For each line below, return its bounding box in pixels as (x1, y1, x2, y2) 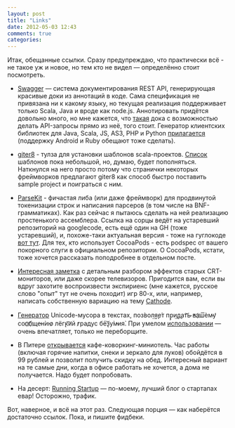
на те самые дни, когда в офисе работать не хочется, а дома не (17, 363, 210, 372)
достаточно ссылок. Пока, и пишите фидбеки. (7, 413, 145, 422)
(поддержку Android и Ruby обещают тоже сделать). (17, 136, 176, 145)
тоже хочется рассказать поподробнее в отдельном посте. (17, 254, 196, 262)
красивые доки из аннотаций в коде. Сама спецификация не (17, 92, 200, 100)
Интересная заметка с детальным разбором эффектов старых (17, 267, 206, 275)
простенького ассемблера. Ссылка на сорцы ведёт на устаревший (17, 216, 220, 225)
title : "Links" (7, 17, 52, 24)
